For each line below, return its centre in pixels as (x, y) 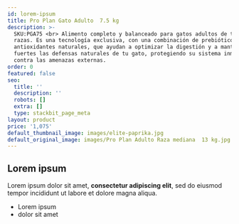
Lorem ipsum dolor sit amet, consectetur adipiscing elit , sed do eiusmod (115, 186)
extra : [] (28, 107)
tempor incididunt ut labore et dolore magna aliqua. (83, 193)
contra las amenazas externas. (60, 60)
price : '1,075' (30, 126)
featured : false (31, 73)
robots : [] (30, 100)
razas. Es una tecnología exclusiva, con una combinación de (106, 41)
